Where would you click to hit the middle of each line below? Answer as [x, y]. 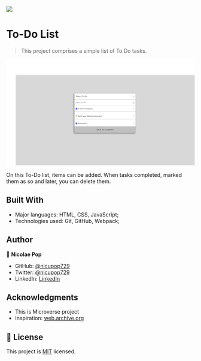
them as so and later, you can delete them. [59, 181]
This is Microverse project [47, 312]
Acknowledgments [42, 297]
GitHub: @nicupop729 [42, 266]
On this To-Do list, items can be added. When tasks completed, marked [94, 175]
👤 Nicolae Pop [24, 254]
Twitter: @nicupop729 [42, 272]
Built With [25, 200]
